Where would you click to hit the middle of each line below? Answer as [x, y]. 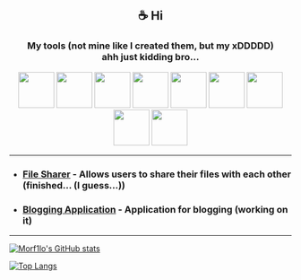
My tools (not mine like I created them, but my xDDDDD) [150, 46]
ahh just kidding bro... [150, 57]
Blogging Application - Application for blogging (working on [155, 209]
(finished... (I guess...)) [73, 185]
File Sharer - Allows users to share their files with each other [156, 174]
